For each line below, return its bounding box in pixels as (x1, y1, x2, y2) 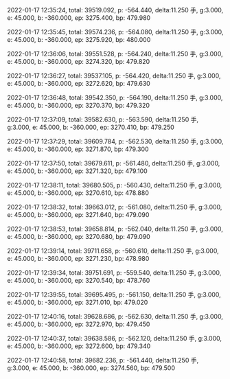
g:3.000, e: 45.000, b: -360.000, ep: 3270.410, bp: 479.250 (7, 123, 175, 131)
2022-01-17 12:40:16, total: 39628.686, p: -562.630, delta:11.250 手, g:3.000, (7, 312, 223, 321)
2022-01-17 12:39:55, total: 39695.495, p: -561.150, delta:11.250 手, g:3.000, (7, 290, 221, 299)
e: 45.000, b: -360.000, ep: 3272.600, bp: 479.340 (7, 342, 151, 350)
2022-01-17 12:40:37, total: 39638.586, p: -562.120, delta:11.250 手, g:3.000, (7, 334, 222, 342)
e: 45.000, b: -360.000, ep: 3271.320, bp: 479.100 (7, 167, 148, 175)
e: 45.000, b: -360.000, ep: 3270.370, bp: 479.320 (7, 102, 150, 109)
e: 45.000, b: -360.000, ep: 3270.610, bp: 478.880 (7, 189, 149, 197)
